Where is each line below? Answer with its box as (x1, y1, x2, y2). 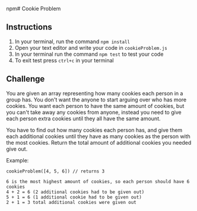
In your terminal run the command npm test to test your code (14, 50, 164, 57)
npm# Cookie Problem (6, 5, 61, 12)
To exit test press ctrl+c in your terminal (14, 56, 114, 64)
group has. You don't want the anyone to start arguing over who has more (6, 96, 187, 103)
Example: (6, 156, 29, 164)
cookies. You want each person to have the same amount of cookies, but (6, 102, 185, 109)
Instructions (6, 22, 52, 32)
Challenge (6, 74, 45, 84)
